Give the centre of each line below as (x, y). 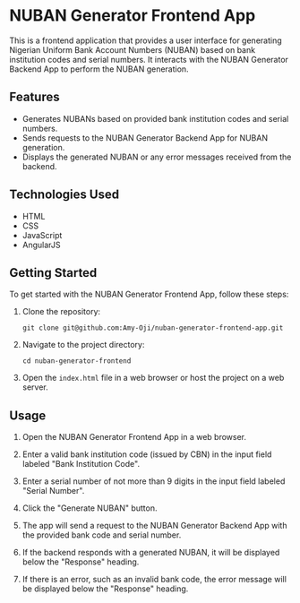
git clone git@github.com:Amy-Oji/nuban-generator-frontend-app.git (153, 328)
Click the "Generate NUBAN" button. (90, 508)
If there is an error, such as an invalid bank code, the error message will (154, 580)
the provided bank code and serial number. (102, 535)
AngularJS (41, 245)
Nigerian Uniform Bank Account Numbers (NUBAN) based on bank (133, 49)
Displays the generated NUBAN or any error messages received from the (157, 157)
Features (34, 97)
